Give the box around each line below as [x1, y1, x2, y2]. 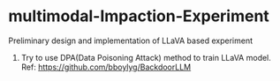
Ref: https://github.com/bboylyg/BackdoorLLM [20, 62, 192, 72]
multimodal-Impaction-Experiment [8, 6, 270, 26]
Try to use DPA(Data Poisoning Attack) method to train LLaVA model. [20, 52, 271, 63]
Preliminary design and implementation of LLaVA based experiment [8, 35, 254, 46]
